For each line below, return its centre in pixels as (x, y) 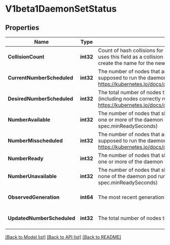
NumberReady (26, 158)
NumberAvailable (29, 120)
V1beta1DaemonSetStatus (61, 9)
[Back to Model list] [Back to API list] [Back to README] (63, 237)
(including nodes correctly (129, 99)
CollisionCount (26, 57)
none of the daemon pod (127, 176)
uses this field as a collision (131, 57)
